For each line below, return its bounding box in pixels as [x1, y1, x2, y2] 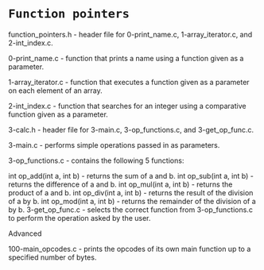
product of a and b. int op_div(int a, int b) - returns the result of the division [8, 187, 254, 197]
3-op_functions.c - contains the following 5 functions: [8, 156, 184, 165]
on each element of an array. [8, 86, 103, 95]
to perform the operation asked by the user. [8, 213, 151, 222]
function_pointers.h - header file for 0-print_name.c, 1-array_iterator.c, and [8, 29, 253, 39]
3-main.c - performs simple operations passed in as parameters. [8, 140, 220, 149]
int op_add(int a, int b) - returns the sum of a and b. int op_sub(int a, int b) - [8, 171, 254, 180]
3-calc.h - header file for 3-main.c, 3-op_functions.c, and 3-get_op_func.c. [8, 125, 254, 134]
